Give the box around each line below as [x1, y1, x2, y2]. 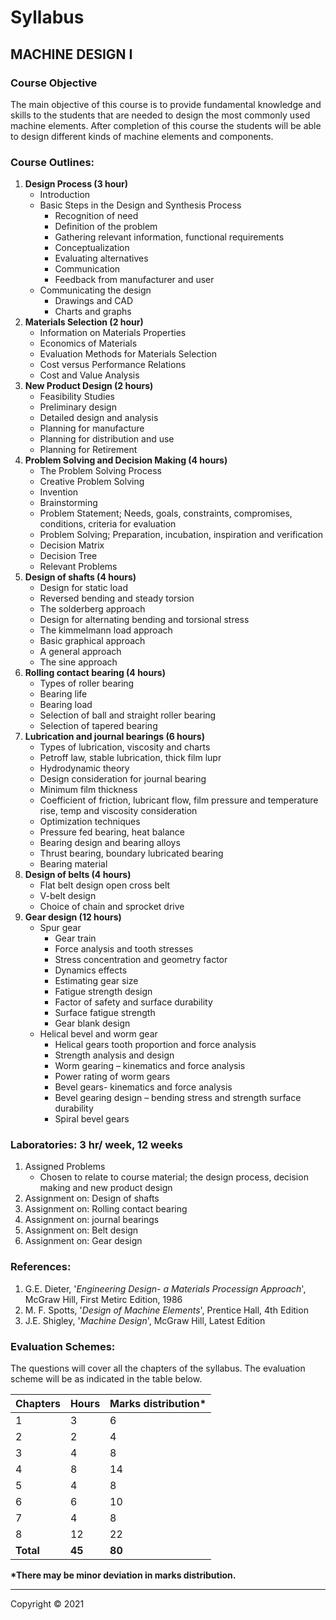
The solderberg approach [39, 603, 146, 615]
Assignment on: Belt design [24, 1224, 139, 1236]
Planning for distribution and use [39, 433, 175, 445]
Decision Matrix [39, 539, 105, 551]
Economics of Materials [39, 337, 138, 350]
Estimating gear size [54, 975, 139, 987]
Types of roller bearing [39, 677, 135, 690]
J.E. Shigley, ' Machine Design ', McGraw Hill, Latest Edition [24, 1314, 266, 1326]
